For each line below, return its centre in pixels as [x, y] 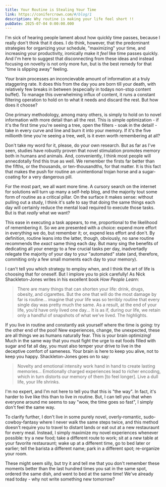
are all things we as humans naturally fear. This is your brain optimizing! [78, 335]
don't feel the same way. [30, 407]
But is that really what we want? [38, 213]
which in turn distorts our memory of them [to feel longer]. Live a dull [88, 377]
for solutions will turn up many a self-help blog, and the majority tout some [81, 192]
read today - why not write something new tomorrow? [60, 479]
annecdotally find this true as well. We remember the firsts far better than [80, 161]
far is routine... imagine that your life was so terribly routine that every [88, 300]
